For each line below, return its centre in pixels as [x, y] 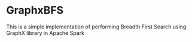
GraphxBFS [35, 10]
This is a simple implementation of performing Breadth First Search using [96, 27]
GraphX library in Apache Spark [45, 33]
